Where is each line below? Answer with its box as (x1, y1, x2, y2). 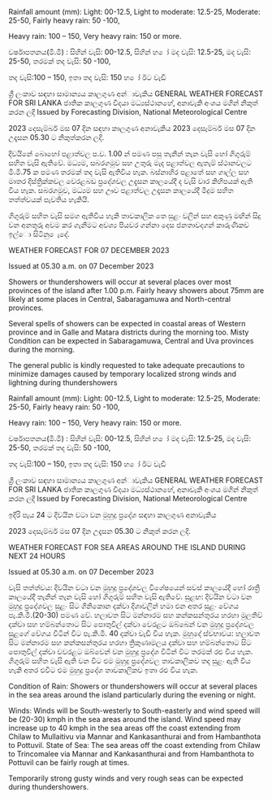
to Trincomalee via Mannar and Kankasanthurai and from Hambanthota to (8, 749, 254, 758)
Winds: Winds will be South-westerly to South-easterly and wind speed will (8, 706, 261, 715)
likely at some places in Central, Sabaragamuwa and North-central (8, 295, 231, 304)
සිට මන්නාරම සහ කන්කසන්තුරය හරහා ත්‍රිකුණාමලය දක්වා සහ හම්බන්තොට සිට (8, 638, 252, 647)
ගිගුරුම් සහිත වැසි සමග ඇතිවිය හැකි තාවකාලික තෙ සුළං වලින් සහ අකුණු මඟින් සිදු (8, 211, 261, 221)
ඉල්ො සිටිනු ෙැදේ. (8, 230, 71, 238)
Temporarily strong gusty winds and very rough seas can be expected (8, 773, 244, 783)
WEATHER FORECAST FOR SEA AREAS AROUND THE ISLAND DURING (8, 543, 246, 552)
